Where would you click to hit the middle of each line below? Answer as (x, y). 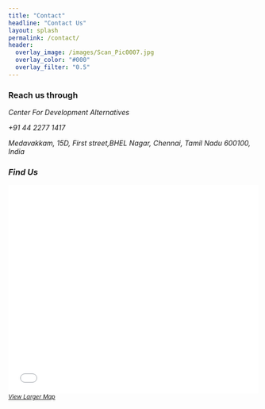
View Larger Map (32, 397)
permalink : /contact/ (44, 38)
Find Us (23, 172)
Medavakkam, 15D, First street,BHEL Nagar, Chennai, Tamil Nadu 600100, (130, 143)
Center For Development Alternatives (69, 113)
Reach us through (43, 95)
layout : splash (33, 30)
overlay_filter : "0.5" (53, 68)
